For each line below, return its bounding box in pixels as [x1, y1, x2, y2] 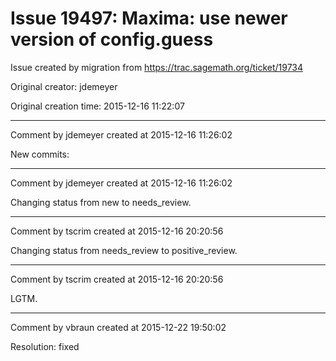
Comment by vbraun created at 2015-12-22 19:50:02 [10, 321, 227, 333]
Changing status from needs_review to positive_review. [10, 244, 238, 256]
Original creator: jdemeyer [10, 80, 118, 92]
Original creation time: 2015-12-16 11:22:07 [10, 100, 185, 112]
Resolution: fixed [10, 340, 80, 352]
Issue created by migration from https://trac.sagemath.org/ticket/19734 [10, 61, 304, 73]
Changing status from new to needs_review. [10, 196, 192, 208]
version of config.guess [10, 28, 214, 51]
